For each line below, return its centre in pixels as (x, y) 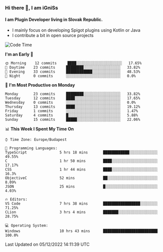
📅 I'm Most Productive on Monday (40, 85)
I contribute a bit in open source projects (53, 36)
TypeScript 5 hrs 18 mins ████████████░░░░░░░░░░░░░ (81, 153)
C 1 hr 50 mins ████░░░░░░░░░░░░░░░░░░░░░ (81, 161)
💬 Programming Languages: (31, 148)
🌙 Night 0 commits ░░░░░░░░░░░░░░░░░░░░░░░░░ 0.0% (71, 76)
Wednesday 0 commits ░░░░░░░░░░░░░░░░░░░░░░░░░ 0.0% (71, 103)
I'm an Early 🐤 (19, 54)
